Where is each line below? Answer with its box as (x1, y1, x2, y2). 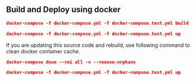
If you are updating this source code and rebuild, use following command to (6, 41, 190, 49)
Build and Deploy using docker (6, 5, 121, 15)
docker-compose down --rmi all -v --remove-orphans (6, 59, 136, 65)
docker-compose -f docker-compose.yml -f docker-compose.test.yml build (6, 20, 189, 26)
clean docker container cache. (6, 48, 81, 55)
